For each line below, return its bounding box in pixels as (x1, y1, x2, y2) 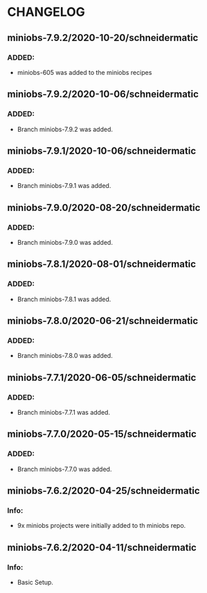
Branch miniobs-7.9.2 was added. (17, 125, 113, 133)
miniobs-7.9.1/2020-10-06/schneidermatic (7, 145, 197, 157)
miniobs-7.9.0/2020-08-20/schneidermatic (7, 202, 201, 214)
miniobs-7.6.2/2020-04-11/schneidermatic (7, 542, 197, 553)
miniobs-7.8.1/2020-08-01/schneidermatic (7, 258, 196, 270)
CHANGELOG (7, 4, 85, 20)
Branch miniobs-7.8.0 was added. (17, 352, 113, 360)
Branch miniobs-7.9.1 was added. (17, 182, 111, 190)
